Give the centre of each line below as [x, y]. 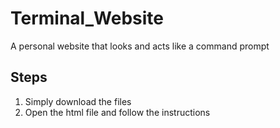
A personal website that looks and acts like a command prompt [140, 46]
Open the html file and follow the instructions [117, 112]
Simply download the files [78, 101]
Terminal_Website [87, 18]
